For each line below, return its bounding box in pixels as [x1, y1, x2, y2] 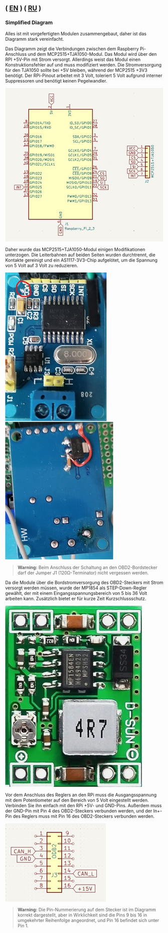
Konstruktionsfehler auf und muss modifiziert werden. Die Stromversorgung [5, 61, 162, 67]
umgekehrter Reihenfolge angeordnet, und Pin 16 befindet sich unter [17, 917, 159, 923]
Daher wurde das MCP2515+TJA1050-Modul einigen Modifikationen [5, 247, 145, 253]
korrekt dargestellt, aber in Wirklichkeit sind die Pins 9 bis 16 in [17, 912, 147, 918]
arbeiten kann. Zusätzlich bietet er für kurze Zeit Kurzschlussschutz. [5, 596, 146, 602]
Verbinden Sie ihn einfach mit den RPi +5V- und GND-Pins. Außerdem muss [5, 803, 162, 809]
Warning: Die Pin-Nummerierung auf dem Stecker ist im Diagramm [17, 907, 156, 913]
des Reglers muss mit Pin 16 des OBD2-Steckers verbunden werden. [13, 813, 155, 819]
